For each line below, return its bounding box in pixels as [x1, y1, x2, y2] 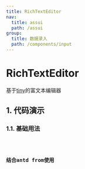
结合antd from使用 [6, 157, 55, 163]
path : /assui [11, 25, 43, 31]
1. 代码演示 [6, 106, 45, 116]
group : [6, 31, 22, 36]
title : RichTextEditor [6, 8, 62, 15]
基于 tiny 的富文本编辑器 [6, 86, 62, 94]
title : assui [11, 19, 43, 25]
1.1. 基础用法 [6, 124, 40, 133]
